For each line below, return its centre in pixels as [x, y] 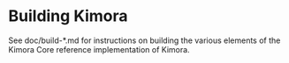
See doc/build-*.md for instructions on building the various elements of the [144, 40]
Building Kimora [68, 16]
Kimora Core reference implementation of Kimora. [99, 49]
